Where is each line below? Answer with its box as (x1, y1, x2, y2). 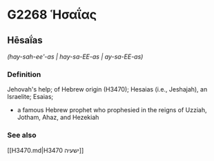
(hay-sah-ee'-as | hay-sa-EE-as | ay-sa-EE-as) (7, 52, 144, 61)
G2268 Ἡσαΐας (7, 7, 97, 23)
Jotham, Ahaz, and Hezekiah (17, 114, 99, 122)
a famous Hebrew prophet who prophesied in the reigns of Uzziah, (17, 106, 207, 114)
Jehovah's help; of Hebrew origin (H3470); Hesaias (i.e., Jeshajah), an (7, 85, 208, 94)
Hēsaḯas (7, 34, 43, 46)
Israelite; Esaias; (7, 93, 54, 101)
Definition (7, 69, 41, 79)
